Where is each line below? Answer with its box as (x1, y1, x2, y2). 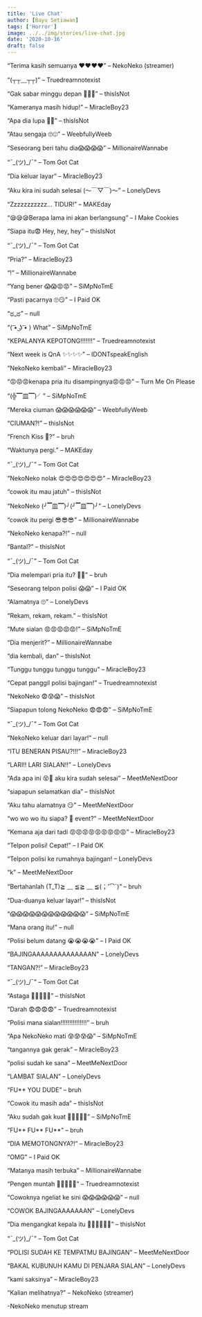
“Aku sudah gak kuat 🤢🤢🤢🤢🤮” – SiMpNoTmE (7, 1112, 131, 1121)
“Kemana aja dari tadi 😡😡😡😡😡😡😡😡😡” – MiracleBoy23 (7, 828, 175, 836)
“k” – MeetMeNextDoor (7, 868, 74, 876)
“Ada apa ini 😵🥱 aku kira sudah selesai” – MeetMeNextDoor (7, 774, 178, 782)
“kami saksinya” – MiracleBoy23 (7, 1275, 99, 1283)
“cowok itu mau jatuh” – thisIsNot (7, 488, 102, 496)
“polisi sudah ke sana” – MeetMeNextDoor (7, 1059, 128, 1067)
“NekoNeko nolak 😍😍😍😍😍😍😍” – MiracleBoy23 (7, 474, 151, 482)
